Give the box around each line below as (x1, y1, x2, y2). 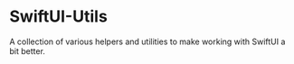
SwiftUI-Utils (9, 6, 109, 27)
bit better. (9, 45, 45, 56)
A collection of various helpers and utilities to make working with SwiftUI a (9, 36, 286, 47)
